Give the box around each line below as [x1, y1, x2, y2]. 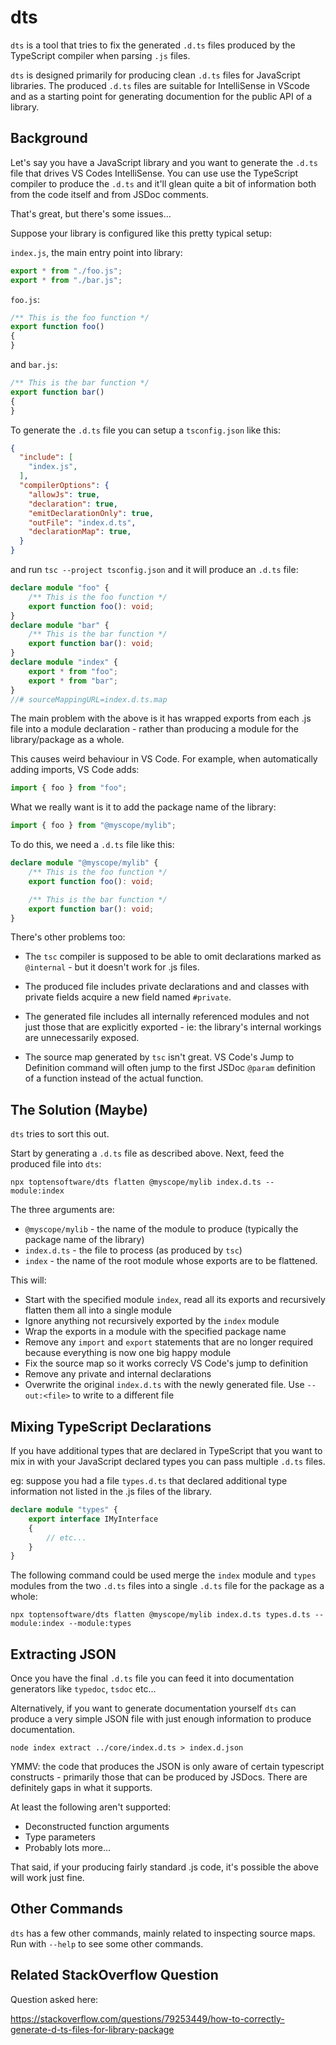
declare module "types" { [10, 1505, 118, 1515]
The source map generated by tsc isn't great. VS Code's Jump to [24, 1051, 295, 1063]
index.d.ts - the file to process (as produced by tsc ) [24, 1244, 243, 1256]
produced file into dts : [10, 1158, 102, 1170]
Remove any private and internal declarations [24, 1368, 212, 1380]
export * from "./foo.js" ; [10, 266, 123, 276]
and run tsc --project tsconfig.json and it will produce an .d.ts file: [10, 564, 299, 575]
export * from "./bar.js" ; [10, 275, 123, 285]
